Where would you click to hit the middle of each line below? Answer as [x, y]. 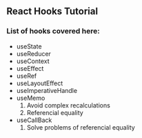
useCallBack [34, 120]
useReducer [33, 53]
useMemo [31, 98]
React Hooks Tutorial [52, 11]
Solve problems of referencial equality [81, 127]
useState [29, 46]
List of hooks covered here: [53, 31]
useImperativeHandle [47, 90]
